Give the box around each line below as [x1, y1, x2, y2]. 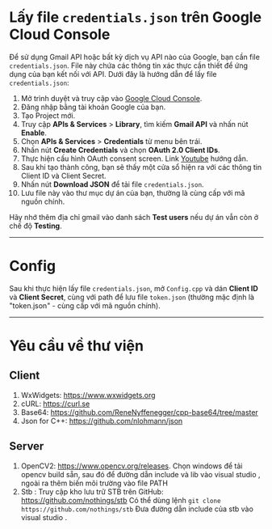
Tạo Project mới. [20, 110, 76, 121]
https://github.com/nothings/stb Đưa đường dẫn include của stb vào [20, 504, 253, 514]
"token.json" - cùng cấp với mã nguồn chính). [9, 300, 161, 311]
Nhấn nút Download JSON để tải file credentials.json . [20, 179, 204, 189]
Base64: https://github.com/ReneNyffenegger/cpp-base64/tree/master [20, 407, 259, 417]
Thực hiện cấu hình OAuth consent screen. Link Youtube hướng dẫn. [20, 154, 249, 163]
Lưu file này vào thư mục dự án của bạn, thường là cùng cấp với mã [20, 188, 245, 197]
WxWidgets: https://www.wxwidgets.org [20, 390, 156, 400]
